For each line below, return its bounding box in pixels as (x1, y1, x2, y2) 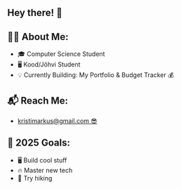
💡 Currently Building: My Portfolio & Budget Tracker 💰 (17, 71, 174, 79)
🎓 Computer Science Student (17, 50, 105, 58)
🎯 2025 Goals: (7, 137, 70, 149)
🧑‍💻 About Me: (7, 31, 69, 43)
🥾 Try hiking (17, 174, 53, 182)
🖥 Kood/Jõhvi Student (17, 60, 81, 69)
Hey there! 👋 (7, 7, 63, 19)
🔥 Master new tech (17, 166, 73, 174)
